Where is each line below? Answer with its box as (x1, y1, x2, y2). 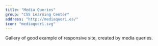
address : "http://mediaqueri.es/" (5, 16, 79, 21)
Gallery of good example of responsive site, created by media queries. (5, 35, 153, 41)
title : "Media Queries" (5, 7, 56, 12)
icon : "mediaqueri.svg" (5, 21, 56, 26)
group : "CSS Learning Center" (5, 12, 70, 17)
